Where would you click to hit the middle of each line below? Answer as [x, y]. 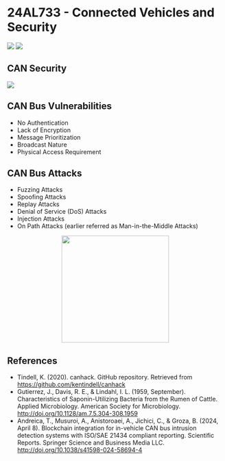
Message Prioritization [49, 137]
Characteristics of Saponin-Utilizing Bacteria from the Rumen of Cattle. [117, 399]
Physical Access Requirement [59, 151]
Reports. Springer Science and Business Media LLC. [91, 443]
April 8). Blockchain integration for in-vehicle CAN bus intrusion [107, 428]
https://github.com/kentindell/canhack [71, 384]
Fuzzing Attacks [40, 190]
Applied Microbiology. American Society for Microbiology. [99, 406]
